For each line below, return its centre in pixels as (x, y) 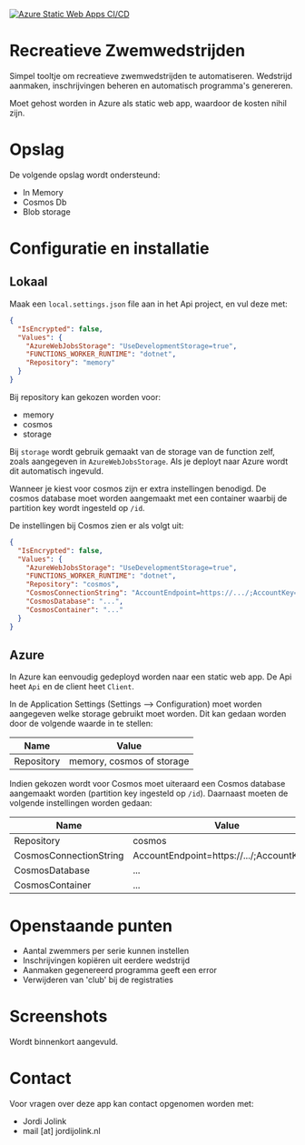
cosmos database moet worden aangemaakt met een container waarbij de (148, 498)
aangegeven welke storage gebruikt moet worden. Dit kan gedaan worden (148, 714)
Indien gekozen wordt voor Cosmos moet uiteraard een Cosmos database (148, 784)
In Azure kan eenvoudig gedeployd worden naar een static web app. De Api (151, 677)
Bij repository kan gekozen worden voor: (85, 397)
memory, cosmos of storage (129, 761)
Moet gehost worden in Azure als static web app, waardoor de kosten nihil (148, 103)
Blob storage (46, 211)
